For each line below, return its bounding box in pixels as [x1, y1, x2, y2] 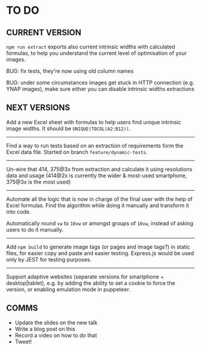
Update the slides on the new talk [14, 319, 98, 326]
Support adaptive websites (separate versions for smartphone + [6, 273, 165, 280]
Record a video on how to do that [14, 331, 98, 339]
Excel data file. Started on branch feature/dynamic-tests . [6, 148, 148, 155]
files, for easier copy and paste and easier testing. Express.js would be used [6, 249, 194, 257]
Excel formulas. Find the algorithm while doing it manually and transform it [6, 201, 190, 209]
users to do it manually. [6, 226, 64, 233]
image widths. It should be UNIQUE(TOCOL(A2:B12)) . [6, 125, 130, 132]
